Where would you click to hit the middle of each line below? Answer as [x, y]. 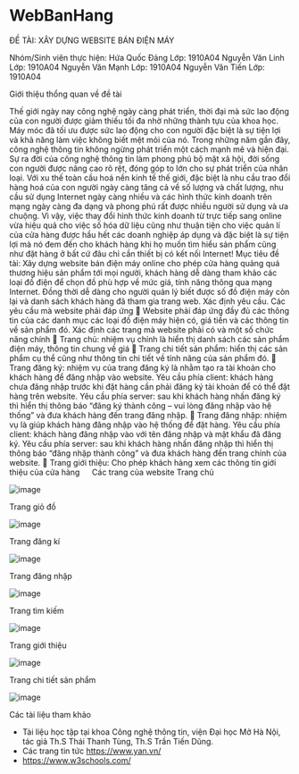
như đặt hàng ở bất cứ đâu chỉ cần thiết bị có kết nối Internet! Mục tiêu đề [144, 253]
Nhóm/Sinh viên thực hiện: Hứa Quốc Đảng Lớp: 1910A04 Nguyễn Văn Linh [147, 57]
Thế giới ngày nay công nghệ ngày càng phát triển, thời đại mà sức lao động [149, 111]
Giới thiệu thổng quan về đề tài [66, 94]
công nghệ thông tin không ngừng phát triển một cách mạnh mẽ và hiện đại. [149, 149]
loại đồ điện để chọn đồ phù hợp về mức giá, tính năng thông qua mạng [141, 282]
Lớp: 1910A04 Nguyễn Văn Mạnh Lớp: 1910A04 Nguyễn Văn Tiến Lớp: [137, 67]
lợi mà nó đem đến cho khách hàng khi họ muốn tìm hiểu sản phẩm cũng [143, 244]
